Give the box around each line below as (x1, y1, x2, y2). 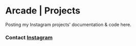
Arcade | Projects (5, 5, 80, 16)
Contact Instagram (5, 34, 53, 41)
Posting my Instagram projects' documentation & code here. (5, 21, 131, 27)
